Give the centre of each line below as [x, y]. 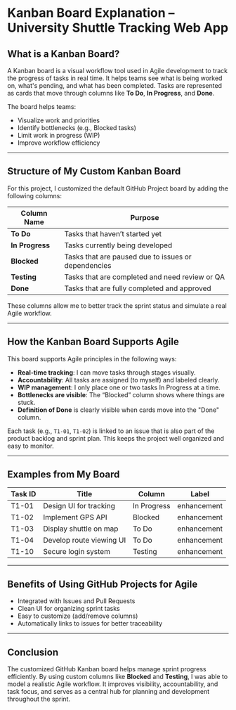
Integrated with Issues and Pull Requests [76, 601]
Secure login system [77, 552]
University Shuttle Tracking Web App [118, 28]
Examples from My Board [64, 475]
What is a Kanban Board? [64, 54]
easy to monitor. [31, 446]
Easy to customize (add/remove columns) [78, 616]
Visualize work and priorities [59, 120]
